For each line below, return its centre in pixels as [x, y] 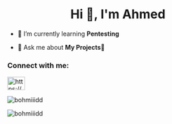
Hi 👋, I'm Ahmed [118, 14]
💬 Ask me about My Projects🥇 [61, 47]
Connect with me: [38, 65]
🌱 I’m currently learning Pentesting [68, 34]
